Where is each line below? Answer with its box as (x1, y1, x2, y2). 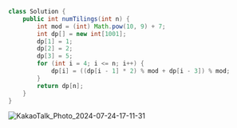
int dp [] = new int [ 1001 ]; (37, 30, 127, 38)
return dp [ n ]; (37, 82, 84, 90)
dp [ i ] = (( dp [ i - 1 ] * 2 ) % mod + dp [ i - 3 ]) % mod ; (50, 67, 231, 75)
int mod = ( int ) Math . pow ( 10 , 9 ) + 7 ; (37, 22, 166, 30)
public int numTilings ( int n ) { (22, 14, 130, 23)
